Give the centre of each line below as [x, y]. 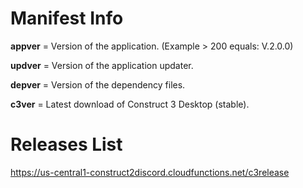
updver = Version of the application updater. [102, 65]
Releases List [66, 144]
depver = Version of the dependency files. [98, 84]
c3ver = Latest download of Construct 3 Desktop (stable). [130, 104]
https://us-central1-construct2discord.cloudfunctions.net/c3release [150, 172]
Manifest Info [67, 18]
